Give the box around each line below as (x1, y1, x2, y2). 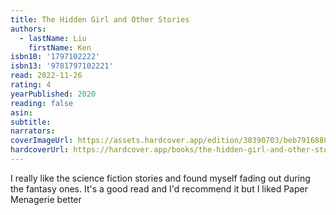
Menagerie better (10, 193, 82, 205)
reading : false (10, 98, 74, 108)
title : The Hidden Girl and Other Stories (10, 14, 190, 25)
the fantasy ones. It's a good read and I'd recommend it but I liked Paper (10, 182, 308, 195)
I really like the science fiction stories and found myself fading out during (10, 172, 311, 184)
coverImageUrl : (10, 136, 74, 146)
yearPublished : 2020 (10, 89, 97, 99)
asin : (10, 107, 33, 118)
